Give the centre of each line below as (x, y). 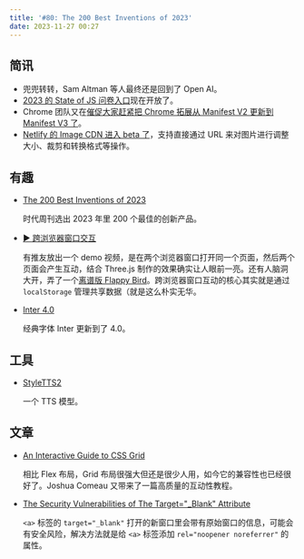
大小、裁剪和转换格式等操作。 (78, 146)
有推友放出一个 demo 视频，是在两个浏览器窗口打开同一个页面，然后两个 (159, 258)
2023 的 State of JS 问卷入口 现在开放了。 (100, 100)
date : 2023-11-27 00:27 (54, 26)
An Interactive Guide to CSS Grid (83, 455)
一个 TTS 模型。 (53, 401)
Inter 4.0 (38, 310)
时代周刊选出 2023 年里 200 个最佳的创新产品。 (112, 219)
